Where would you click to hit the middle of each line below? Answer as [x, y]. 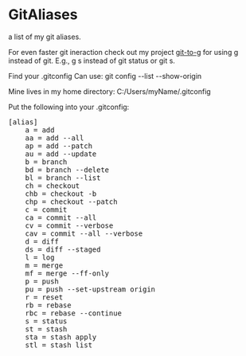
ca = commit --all [61, 217]
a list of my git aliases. [45, 37]
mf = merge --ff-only [67, 273]
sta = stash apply [61, 337]
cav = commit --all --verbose [84, 233]
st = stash [46, 329]
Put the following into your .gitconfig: [69, 107]
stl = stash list [59, 345]
